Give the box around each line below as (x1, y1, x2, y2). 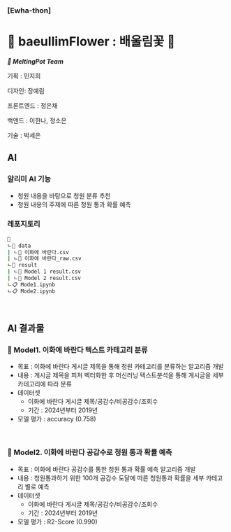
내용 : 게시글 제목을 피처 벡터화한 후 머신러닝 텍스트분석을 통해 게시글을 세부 (17, 371, 225, 379)
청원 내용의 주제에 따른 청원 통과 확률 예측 (17, 200, 131, 209)
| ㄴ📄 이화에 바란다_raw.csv (7, 255, 82, 262)
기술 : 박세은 (7, 131, 41, 139)
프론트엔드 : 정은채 (7, 101, 58, 110)
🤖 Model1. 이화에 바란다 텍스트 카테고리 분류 (7, 345, 148, 355)
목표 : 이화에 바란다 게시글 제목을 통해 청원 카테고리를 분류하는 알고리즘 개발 (17, 363, 225, 371)
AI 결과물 (7, 323, 45, 335)
